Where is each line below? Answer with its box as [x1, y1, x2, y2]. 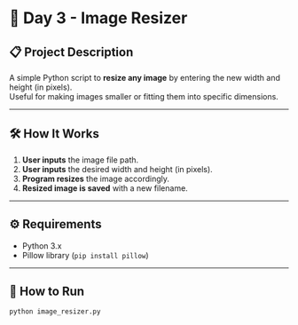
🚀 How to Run [9, 284, 85, 299]
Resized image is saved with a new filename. [21, 182, 188, 194]
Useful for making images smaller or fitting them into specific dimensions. [9, 91, 279, 101]
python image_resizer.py [9, 307, 101, 316]
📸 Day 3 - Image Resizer [9, 8, 188, 28]
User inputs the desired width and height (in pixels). [21, 163, 213, 174]
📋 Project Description [9, 44, 134, 59]
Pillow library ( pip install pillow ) [21, 250, 149, 260]
